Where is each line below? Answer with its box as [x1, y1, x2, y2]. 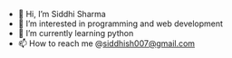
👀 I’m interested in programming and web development [17, 18, 224, 29]
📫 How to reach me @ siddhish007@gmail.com [17, 38, 196, 49]
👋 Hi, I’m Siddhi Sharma [17, 9, 106, 19]
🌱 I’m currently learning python [17, 28, 134, 38]
